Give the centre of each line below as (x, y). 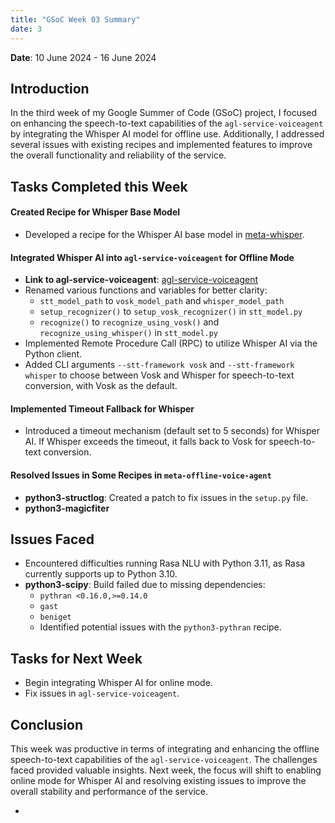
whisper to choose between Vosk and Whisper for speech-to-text (159, 375)
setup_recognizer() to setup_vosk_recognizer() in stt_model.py (171, 312)
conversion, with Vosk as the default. (101, 386)
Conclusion (47, 724)
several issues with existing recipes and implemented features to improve (161, 145)
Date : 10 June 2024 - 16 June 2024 (83, 57)
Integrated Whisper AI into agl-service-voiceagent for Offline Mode (152, 257)
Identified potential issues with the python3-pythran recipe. (160, 627)
